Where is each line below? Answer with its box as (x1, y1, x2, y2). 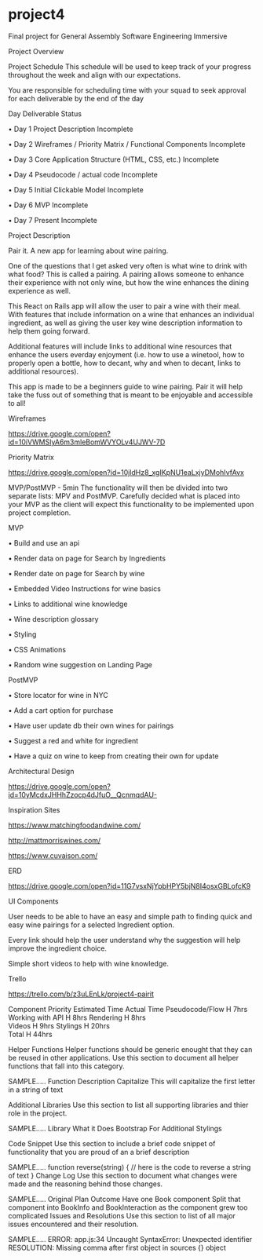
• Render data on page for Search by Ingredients (8, 553, 166, 563)
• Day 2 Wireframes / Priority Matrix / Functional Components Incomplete (8, 139, 246, 148)
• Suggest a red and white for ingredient (8, 736, 139, 745)
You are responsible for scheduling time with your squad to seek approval (8, 85, 247, 95)
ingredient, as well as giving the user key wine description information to (8, 318, 243, 327)
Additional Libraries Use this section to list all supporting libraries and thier (8, 1100, 249, 1109)
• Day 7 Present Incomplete (8, 215, 98, 225)
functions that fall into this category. (8, 1061, 125, 1071)
